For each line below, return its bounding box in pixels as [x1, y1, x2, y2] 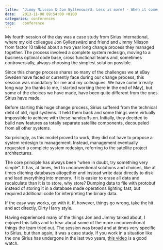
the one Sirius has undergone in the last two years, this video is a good [5, 235, 147, 241]
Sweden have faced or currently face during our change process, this [5, 74, 144, 80]
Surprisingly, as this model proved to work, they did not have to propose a [5, 135, 153, 141]
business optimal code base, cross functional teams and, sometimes [5, 54, 142, 61]
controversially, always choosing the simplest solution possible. [5, 60, 132, 66]
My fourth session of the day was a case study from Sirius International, [5, 34, 149, 40]
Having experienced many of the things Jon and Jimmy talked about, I [5, 214, 146, 220]
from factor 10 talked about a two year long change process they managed [5, 44, 154, 50]
